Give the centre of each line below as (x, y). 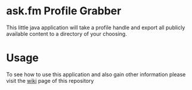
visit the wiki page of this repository (50, 80)
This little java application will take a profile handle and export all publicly (96, 27)
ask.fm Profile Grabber (64, 11)
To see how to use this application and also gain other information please (96, 74)
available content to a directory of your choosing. (66, 33)
